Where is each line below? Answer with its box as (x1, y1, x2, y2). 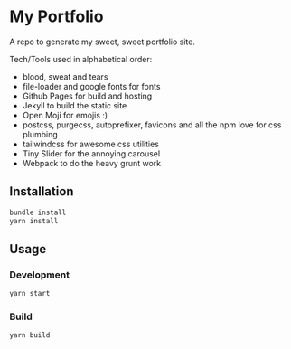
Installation (9, 184, 74, 200)
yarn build (9, 331, 51, 340)
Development (9, 269, 70, 281)
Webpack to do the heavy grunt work (22, 157, 162, 168)
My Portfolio (9, 6, 104, 27)
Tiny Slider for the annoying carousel (22, 147, 161, 159)
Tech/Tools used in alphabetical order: (9, 53, 153, 64)
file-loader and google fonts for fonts (22, 80, 161, 91)
